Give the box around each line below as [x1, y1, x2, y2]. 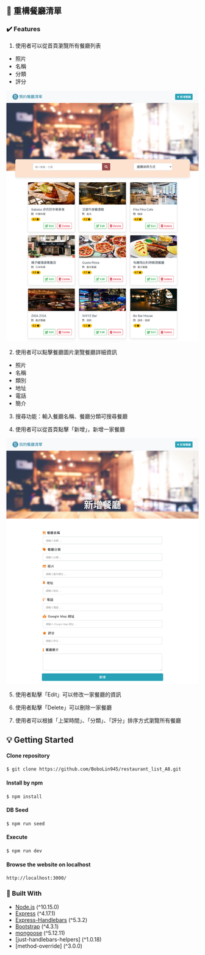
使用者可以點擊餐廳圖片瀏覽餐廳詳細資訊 [15, 348, 117, 356]
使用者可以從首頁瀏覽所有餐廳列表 [15, 42, 101, 49]
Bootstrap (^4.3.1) [15, 923, 59, 930]
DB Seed [6, 806, 29, 814]
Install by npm [6, 779, 43, 787]
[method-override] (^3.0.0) [15, 942, 83, 949]
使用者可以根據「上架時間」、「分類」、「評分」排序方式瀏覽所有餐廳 [15, 717, 181, 724]
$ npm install [6, 794, 43, 800]
